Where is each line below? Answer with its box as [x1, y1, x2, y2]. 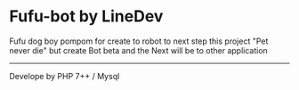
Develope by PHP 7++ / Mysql [9, 70, 120, 81]
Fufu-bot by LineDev [9, 6, 164, 27]
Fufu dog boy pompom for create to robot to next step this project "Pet [9, 36, 269, 46]
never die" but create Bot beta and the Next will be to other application [9, 45, 269, 55]
